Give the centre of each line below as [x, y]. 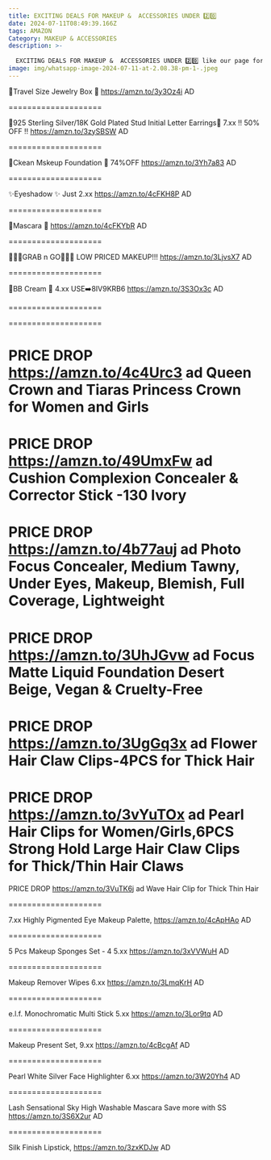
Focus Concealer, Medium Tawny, [124, 567]
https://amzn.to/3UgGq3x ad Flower [133, 743]
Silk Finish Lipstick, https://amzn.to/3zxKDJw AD [90, 1147]
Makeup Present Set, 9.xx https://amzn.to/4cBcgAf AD [99, 1045]
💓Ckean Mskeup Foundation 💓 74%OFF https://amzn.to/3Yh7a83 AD [122, 162]
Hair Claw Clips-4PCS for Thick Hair [131, 760]
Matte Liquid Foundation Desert [117, 672]
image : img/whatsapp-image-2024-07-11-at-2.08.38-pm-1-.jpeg [113, 69]
